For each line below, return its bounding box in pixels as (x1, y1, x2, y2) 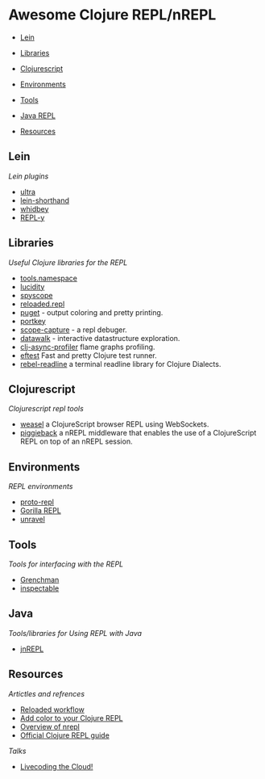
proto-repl (19, 497, 55, 507)
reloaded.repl (19, 299, 65, 309)
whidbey (19, 204, 49, 213)
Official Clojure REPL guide (19, 730, 110, 740)
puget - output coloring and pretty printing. (19, 307, 164, 317)
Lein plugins (8, 171, 49, 181)
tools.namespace (19, 273, 78, 283)
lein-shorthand (19, 196, 70, 205)
